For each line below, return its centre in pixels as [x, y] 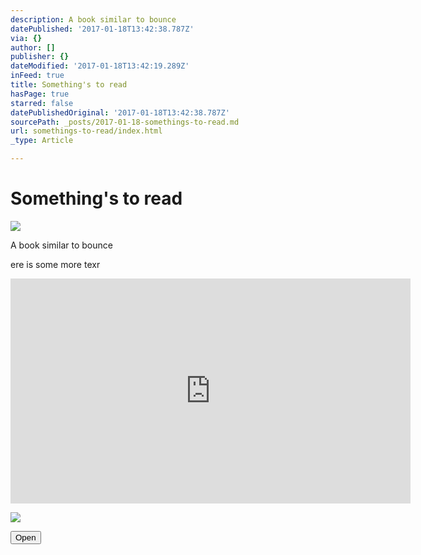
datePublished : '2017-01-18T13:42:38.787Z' [102, 29]
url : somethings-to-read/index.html [86, 131]
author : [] [33, 47]
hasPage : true [40, 94]
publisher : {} [40, 57]
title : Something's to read [69, 85]
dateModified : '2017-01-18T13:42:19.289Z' [100, 66]
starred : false [42, 103]
